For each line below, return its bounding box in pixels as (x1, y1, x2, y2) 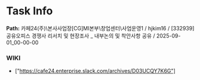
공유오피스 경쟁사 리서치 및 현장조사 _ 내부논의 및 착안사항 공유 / (6, 32, 155, 39)
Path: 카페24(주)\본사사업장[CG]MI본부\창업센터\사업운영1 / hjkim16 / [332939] (6, 24, 195, 32)
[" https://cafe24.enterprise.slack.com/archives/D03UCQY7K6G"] (14, 67, 176, 75)
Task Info (6, 4, 53, 18)
